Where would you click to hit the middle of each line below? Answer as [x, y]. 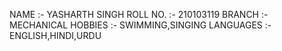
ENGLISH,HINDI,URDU [55, 35]
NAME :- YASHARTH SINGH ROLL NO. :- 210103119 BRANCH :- [139, 14]
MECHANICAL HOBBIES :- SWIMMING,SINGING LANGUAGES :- [140, 25]
